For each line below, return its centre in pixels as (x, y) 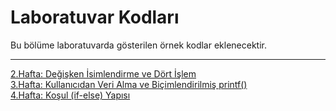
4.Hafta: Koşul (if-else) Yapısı (70, 95)
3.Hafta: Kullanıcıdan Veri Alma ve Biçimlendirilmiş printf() (129, 84)
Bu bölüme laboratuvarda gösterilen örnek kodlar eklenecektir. (138, 45)
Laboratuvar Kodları (95, 17)
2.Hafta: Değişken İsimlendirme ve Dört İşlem (103, 73)
